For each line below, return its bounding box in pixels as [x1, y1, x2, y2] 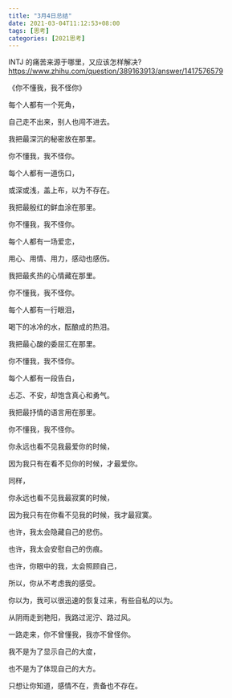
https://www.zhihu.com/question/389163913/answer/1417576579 [8, 66, 223, 76]
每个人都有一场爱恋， [8, 236, 79, 246]
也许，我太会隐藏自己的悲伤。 [8, 528, 107, 537]
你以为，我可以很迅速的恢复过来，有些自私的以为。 [8, 596, 177, 606]
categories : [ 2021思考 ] [8, 34, 86, 43]
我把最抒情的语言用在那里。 [8, 408, 100, 417]
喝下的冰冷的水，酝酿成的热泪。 [8, 322, 114, 332]
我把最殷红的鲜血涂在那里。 [8, 203, 100, 212]
